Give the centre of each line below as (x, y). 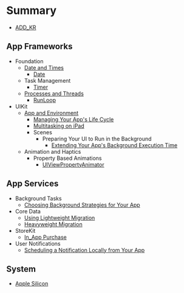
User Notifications (38, 243)
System (21, 269)
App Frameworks (39, 47)
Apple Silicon (32, 284)
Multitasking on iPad (59, 126)
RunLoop (45, 100)
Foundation (29, 61)
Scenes (43, 132)
